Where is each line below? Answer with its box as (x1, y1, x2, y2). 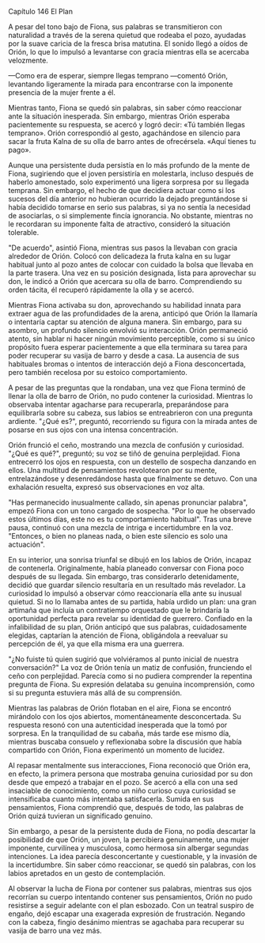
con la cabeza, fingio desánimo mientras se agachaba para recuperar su (8, 918, 244, 926)
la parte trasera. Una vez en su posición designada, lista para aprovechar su (8, 268, 256, 278)
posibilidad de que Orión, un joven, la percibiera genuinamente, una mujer (8, 835, 249, 844)
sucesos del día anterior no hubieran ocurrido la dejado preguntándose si (8, 194, 248, 203)
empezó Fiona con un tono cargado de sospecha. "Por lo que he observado (8, 506, 256, 515)
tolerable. (8, 228, 40, 237)
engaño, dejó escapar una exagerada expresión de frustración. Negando (8, 909, 245, 918)
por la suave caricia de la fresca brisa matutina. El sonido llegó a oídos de (8, 39, 248, 48)
